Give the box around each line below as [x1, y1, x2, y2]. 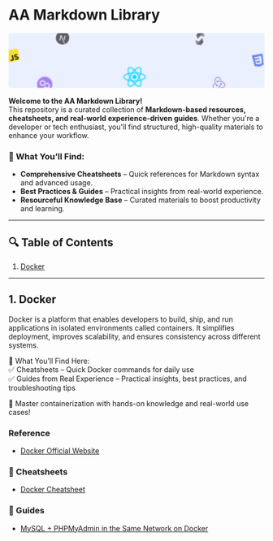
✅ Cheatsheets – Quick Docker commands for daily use [8, 364, 195, 374]
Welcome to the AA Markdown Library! [8, 96, 143, 106]
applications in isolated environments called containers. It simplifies [8, 322, 235, 332]
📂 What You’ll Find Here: [8, 356, 90, 366]
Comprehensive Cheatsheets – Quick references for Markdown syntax [19, 169, 260, 180]
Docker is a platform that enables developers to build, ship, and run [8, 314, 234, 324]
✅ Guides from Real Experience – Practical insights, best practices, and [8, 374, 248, 383]
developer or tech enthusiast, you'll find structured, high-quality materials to [8, 122, 264, 132]
